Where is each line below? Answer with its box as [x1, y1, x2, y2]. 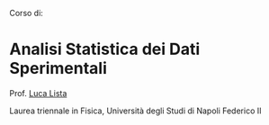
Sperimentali [9, 58, 108, 79]
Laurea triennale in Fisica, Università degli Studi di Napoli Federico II [9, 105, 262, 116]
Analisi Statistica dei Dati [9, 40, 201, 59]
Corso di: [9, 8, 43, 18]
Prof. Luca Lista [9, 87, 67, 98]
